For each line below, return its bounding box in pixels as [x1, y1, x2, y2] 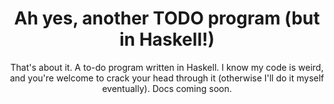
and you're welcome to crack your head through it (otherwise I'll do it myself [9, 72, 325, 84]
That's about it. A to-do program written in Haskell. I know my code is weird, [10, 61, 324, 73]
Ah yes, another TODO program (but [13, 7, 321, 30]
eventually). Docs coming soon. [102, 82, 232, 94]
